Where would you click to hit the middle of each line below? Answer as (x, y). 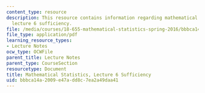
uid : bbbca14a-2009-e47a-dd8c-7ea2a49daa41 (63, 80)
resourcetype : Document (37, 69)
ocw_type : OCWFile (30, 52)
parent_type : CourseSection (42, 63)
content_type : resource (37, 12)
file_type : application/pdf (42, 35)
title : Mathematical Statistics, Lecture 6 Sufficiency (79, 75)
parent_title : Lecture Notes (43, 58)
